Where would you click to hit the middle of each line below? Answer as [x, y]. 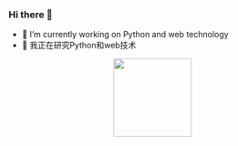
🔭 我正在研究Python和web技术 [79, 46]
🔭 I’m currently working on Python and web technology [125, 35]
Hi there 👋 [31, 15]
